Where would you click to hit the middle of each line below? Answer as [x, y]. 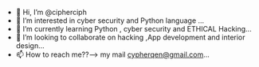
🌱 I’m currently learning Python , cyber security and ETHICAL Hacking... [134, 29]
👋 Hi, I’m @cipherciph [51, 12]
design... [30, 46]
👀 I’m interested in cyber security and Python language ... [110, 20]
